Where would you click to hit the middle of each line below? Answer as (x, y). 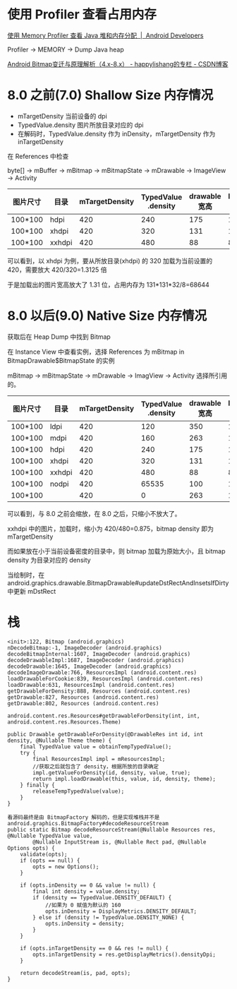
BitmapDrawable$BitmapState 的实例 (61, 360)
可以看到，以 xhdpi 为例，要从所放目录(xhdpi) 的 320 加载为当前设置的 (110, 260)
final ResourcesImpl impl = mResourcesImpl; (99, 759)
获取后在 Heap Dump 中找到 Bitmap (59, 337)
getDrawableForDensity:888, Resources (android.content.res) (99, 691)
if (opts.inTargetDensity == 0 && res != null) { (95, 948)
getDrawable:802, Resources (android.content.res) (83, 703)
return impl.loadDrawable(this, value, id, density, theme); (124, 779)
